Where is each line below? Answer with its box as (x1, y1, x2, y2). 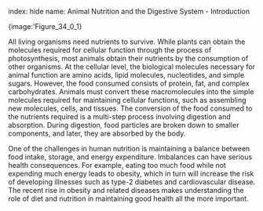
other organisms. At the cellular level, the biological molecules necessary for (8, 62, 255, 71)
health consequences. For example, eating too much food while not (8, 161, 226, 169)
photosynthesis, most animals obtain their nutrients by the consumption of (8, 54, 249, 63)
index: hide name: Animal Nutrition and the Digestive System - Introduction (8, 7, 250, 16)
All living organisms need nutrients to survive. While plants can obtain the (8, 37, 246, 46)
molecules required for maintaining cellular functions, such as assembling (8, 96, 247, 104)
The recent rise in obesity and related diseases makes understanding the (8, 186, 245, 195)
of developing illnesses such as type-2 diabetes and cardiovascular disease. (8, 177, 256, 187)
